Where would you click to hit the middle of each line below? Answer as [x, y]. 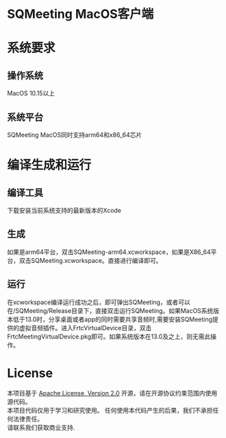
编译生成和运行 [49, 165]
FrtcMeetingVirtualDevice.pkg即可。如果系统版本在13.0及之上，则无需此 [109, 336]
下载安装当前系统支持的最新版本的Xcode [64, 210]
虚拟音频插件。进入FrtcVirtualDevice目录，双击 [85, 327]
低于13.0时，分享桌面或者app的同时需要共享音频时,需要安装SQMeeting [113, 319]
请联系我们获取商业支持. [41, 427]
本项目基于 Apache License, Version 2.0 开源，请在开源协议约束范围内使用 [112, 393]
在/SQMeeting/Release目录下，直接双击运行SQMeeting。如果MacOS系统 [110, 310]
